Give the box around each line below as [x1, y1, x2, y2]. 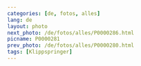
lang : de [7, 16, 32, 23]
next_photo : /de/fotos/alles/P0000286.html [7, 29, 135, 36]
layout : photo [7, 23, 48, 30]
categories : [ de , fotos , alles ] [7, 10, 100, 17]
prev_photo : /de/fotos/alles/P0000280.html [7, 42, 135, 49]
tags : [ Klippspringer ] [7, 49, 73, 56]
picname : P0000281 [7, 36, 60, 43]
